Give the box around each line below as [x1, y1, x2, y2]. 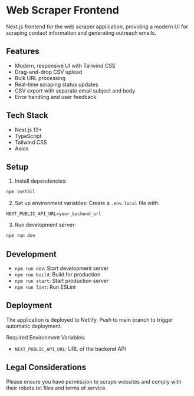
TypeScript [14, 132, 42, 139]
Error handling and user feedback [14, 93, 97, 100]
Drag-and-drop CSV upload [14, 68, 83, 75]
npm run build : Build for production [14, 270, 101, 278]
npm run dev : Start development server [14, 265, 109, 272]
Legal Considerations [6, 362, 87, 372]
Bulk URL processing [14, 74, 66, 81]
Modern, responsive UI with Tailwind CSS [14, 62, 116, 69]
